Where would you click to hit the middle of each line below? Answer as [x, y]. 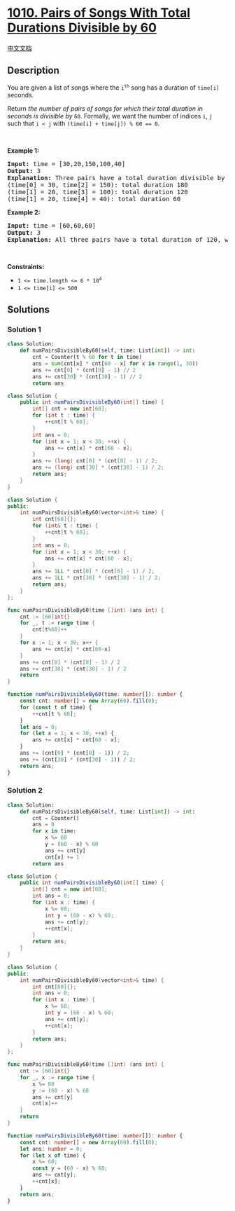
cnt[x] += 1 [62, 857]
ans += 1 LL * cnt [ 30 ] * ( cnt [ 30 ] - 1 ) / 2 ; [97, 578]
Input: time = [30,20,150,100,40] [66, 164]
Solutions [29, 310]
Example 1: [23, 150]
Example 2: [24, 212]
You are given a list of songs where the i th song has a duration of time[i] [114, 87]
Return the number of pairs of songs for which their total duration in [105, 108]
